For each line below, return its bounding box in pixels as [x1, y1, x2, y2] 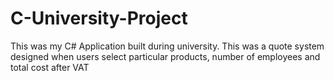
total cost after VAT [10, 61, 90, 73]
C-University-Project [10, 7, 188, 30]
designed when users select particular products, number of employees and [10, 50, 321, 62]
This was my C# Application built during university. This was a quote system [10, 40, 325, 52]
